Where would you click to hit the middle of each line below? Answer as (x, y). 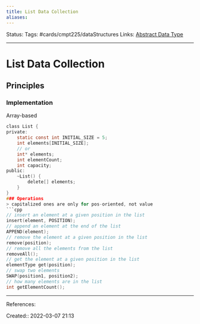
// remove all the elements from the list (60, 248)
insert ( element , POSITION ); (41, 221)
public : (16, 171)
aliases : (17, 17)
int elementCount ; (40, 160)
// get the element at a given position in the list (73, 260)
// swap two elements (33, 271)
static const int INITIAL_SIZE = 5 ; (62, 138)
